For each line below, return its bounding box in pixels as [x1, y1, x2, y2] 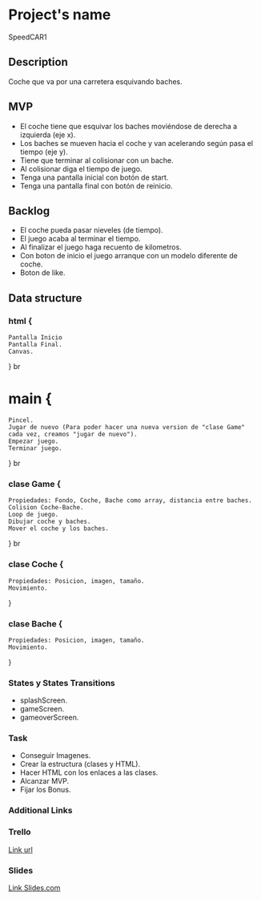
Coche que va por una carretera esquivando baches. [8, 76, 183, 86]
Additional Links [8, 805, 73, 816]
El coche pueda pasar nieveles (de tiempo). [19, 225, 163, 235]
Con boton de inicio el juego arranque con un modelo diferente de [19, 251, 238, 261]
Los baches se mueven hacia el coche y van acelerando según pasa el [19, 138, 254, 148]
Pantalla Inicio [8, 334, 62, 342]
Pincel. [8, 416, 34, 424]
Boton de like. [19, 268, 66, 278]
